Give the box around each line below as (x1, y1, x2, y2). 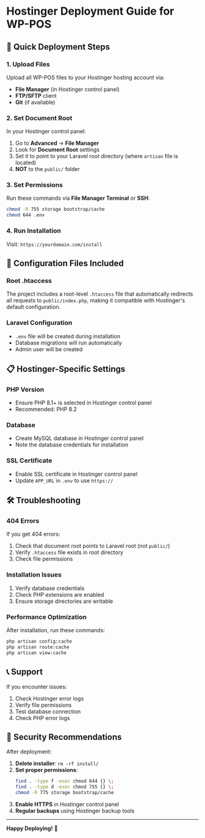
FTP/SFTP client (15, 92, 57, 99)
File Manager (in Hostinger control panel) (15, 86, 120, 93)
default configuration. (6, 304, 61, 311)
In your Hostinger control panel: (6, 128, 87, 135)
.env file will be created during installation (15, 332, 121, 340)
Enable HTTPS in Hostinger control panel (15, 800, 120, 807)
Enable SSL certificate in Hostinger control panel (15, 470, 138, 478)
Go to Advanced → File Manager (15, 139, 99, 147)
